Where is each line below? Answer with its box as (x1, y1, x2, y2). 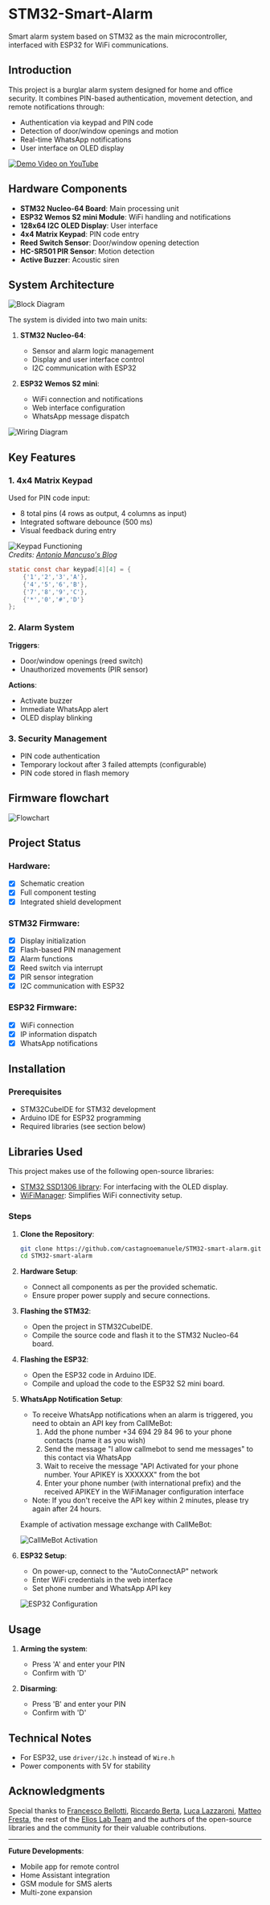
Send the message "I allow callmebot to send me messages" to (43, 1444, 254, 1454)
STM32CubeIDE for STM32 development (19, 1105, 156, 1114)
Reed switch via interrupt (19, 963, 103, 973)
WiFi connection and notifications (31, 395, 143, 404)
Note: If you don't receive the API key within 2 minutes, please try (31, 1495, 249, 1506)
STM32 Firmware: (8, 917, 80, 928)
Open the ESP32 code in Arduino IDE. (31, 1370, 157, 1380)
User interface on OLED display (19, 143, 125, 153)
